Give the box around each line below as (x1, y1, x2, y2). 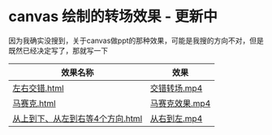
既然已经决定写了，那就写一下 (8, 45, 108, 55)
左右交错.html (12, 82, 64, 94)
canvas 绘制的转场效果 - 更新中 (8, 7, 218, 26)
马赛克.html (12, 98, 56, 109)
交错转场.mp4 (149, 82, 203, 94)
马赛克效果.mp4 (149, 98, 211, 109)
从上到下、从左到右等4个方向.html (12, 112, 143, 124)
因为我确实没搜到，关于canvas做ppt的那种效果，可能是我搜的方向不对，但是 (8, 36, 264, 45)
